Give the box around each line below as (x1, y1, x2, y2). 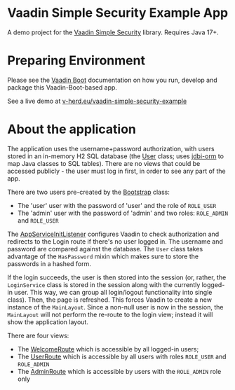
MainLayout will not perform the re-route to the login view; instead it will (7, 310, 213, 319)
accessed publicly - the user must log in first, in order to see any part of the (7, 167, 226, 175)
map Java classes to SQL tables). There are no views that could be (7, 159, 201, 167)
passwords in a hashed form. (7, 259, 91, 267)
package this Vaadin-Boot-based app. (7, 83, 118, 92)
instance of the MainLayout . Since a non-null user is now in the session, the (7, 302, 224, 311)
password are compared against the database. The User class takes (7, 244, 203, 253)
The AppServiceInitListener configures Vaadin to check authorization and (7, 230, 220, 238)
